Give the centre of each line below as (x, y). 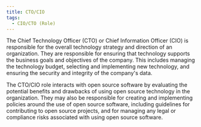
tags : (13, 18)
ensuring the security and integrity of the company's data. (79, 73)
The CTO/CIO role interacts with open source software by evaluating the (97, 85)
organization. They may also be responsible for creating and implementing (100, 98)
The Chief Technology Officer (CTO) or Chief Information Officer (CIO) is (97, 41)
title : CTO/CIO (26, 12)
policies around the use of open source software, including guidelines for (98, 104)
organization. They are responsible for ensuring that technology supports (98, 54)
